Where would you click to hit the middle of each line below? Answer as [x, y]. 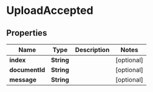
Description [92, 50]
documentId [27, 70]
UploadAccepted [50, 11]
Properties [27, 33]
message [23, 80]
